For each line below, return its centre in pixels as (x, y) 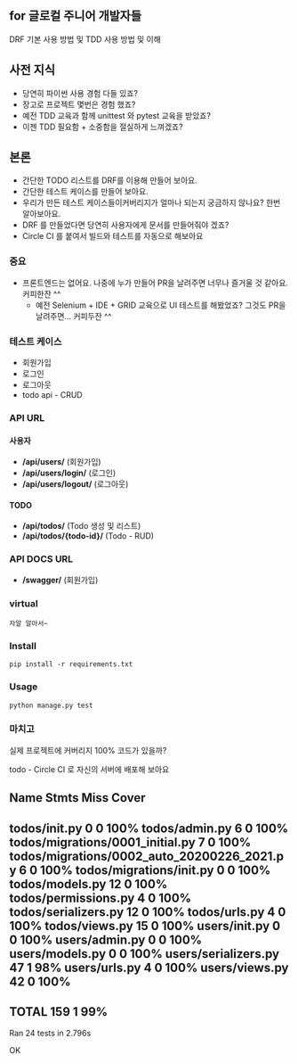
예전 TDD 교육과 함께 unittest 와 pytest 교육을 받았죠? (117, 115)
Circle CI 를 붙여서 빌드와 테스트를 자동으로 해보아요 (113, 236)
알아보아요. (41, 214)
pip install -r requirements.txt (71, 664)
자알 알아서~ (29, 623)
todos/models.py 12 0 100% (89, 884)
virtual (24, 603)
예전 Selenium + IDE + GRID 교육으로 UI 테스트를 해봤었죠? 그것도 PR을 (161, 305)
